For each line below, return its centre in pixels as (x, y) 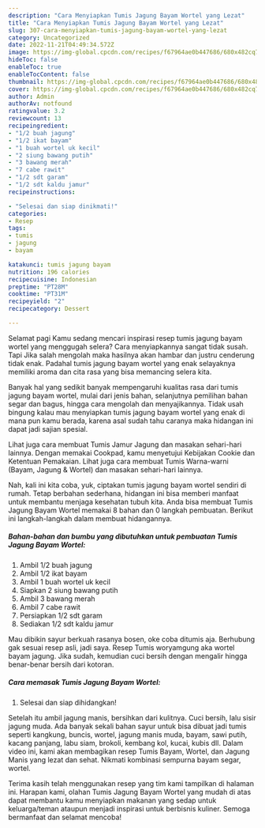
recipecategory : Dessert (49, 309)
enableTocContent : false (49, 74)
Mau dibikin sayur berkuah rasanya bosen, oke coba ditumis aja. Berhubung (132, 639)
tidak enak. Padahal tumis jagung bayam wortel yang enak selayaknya (122, 363)
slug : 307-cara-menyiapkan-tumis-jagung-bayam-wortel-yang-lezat (118, 30)
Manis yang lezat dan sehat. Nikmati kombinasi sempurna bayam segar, (125, 759)
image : (19, 52)
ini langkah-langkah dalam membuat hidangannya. (90, 518)
